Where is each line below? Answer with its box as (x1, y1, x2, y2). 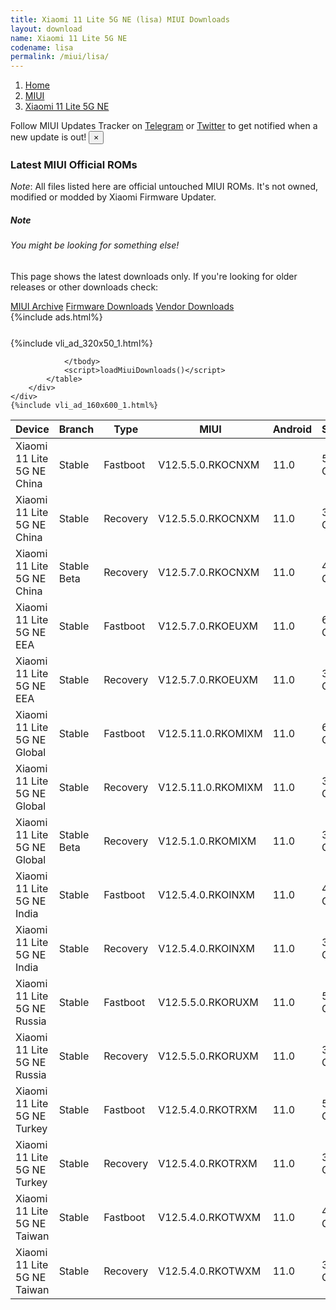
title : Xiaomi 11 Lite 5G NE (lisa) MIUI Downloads (10, 14, 230, 25)
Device (15, 422, 50, 436)
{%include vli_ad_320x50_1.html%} (10, 337, 153, 349)
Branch (58, 422, 95, 436)
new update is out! (10, 131, 87, 143)
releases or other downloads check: (10, 281, 159, 293)
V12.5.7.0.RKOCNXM (158, 566, 260, 579)
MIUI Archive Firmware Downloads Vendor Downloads (10, 301, 235, 312)
